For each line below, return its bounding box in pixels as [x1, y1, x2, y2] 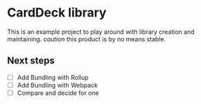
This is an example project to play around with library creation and [7, 28, 195, 36]
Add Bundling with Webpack [17, 81, 98, 89]
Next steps [7, 55, 55, 67]
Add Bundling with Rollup [17, 73, 89, 81]
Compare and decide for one [17, 88, 100, 97]
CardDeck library [7, 5, 107, 21]
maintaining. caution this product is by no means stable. [7, 34, 167, 43]
